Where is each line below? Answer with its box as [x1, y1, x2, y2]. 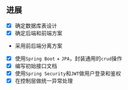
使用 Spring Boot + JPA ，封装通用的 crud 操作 [14, 55, 123, 62]
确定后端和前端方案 [14, 29, 63, 36]
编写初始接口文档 [14, 63, 57, 69]
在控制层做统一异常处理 [14, 77, 73, 85]
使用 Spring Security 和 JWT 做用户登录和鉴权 [14, 70, 121, 77]
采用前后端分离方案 [14, 42, 63, 49]
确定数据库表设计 [14, 22, 57, 29]
